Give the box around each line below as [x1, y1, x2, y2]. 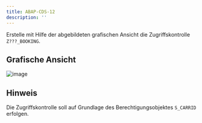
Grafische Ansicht [6, 55, 77, 65]
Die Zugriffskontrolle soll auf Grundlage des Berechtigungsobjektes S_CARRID [6, 104, 197, 111]
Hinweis [6, 88, 37, 98]
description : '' [6, 14, 47, 20]
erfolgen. [6, 110, 29, 118]
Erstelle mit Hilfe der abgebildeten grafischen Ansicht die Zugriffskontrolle [6, 31, 191, 38]
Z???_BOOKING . [6, 37, 40, 44]
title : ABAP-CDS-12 [6, 8, 55, 15]
